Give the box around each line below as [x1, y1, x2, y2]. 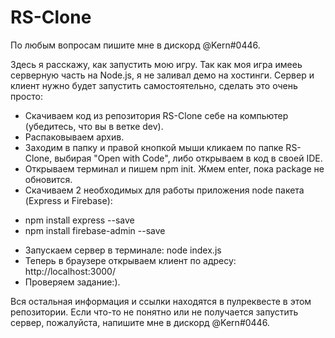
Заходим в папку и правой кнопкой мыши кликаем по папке [24, 141, 284, 153]
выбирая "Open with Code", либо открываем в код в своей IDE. [54, 152, 323, 164]
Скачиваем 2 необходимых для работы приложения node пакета [24, 184, 305, 196]
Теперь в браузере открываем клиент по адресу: [24, 254, 237, 266]
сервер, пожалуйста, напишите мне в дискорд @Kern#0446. [10, 316, 270, 328]
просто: [10, 90, 43, 102]
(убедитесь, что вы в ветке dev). [24, 120, 164, 132]
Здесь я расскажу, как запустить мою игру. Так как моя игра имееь [10, 58, 303, 70]
